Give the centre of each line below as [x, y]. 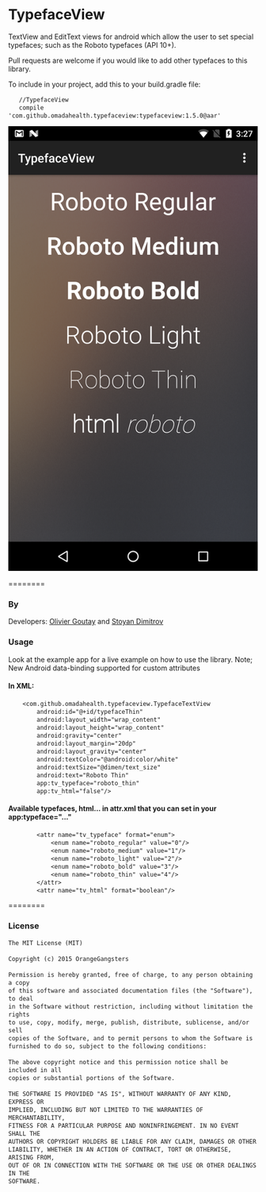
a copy [19, 983]
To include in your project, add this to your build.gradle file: [104, 84]
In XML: [21, 686]
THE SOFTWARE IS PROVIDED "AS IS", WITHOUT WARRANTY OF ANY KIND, [120, 1094]
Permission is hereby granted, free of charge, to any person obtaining [131, 975]
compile [31, 108]
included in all [35, 1070]
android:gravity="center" [80, 735]
